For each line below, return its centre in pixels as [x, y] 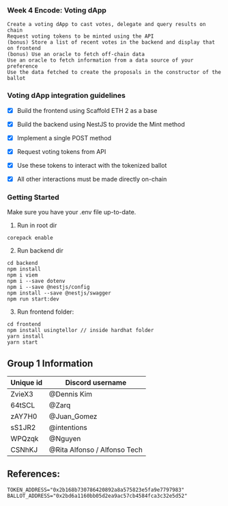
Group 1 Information [50, 363]
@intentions [68, 428]
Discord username [96, 383]
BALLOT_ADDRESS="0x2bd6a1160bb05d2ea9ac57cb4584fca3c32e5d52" [97, 496]
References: [33, 474]
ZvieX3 [22, 394]
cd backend [23, 263]
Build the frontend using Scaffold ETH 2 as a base [87, 110]
